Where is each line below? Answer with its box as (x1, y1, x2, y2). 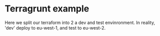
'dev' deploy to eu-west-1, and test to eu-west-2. (5, 24, 106, 30)
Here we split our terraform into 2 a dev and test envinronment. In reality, (5, 19, 155, 25)
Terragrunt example (5, 3, 89, 14)
